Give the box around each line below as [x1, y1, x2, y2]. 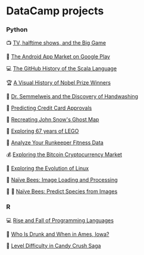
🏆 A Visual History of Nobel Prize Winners [6, 79, 111, 86]
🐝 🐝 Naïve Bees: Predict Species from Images [6, 188, 118, 195]
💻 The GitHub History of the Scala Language [6, 65, 117, 72]
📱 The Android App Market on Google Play [6, 53, 110, 60]
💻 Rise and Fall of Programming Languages [6, 216, 114, 224]
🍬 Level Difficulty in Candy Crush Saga [6, 242, 101, 249]
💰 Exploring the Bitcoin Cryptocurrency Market [6, 151, 123, 158]
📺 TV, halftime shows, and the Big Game [6, 39, 106, 46]
